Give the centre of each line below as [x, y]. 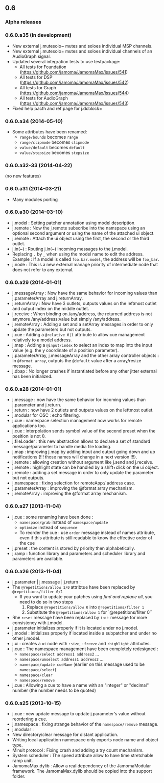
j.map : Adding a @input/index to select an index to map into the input [82, 345]
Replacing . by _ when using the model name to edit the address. [78, 254]
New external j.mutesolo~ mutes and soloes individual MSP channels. [82, 46]
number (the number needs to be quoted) [54, 690]
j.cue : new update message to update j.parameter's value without [79, 714]
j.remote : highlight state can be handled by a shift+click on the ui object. [85, 467]
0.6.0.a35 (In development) [38, 35]
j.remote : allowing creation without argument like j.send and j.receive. [83, 462]
